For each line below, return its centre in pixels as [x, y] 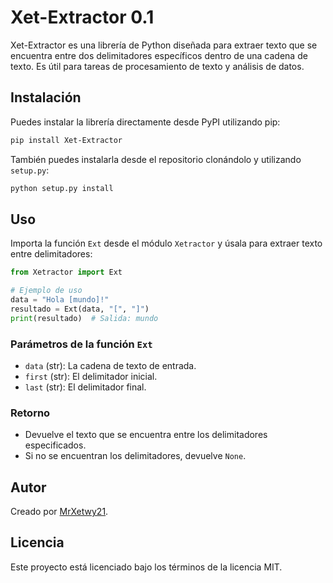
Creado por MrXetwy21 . [59, 512]
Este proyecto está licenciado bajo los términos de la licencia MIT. [146, 567]
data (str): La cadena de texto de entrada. [110, 365]
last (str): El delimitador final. [85, 387]
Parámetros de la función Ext [81, 344]
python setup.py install [62, 188]
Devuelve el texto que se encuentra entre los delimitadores [146, 435]
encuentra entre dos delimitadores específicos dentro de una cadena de [159, 55]
